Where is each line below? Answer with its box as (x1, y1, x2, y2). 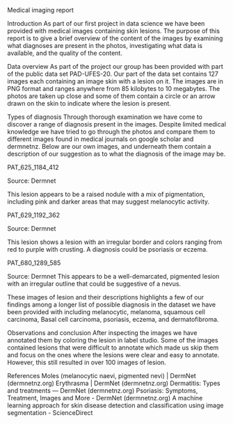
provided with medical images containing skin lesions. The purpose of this (7, 27, 220, 35)
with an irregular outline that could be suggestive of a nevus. (7, 279, 182, 288)
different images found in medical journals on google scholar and (7, 135, 194, 143)
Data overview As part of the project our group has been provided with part (7, 63, 224, 70)
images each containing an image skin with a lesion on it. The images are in (7, 77, 224, 85)
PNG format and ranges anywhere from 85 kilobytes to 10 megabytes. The (7, 85, 220, 92)
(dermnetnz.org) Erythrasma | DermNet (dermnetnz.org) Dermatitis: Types (7, 379, 220, 387)
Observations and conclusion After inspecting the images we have (7, 329, 198, 336)
